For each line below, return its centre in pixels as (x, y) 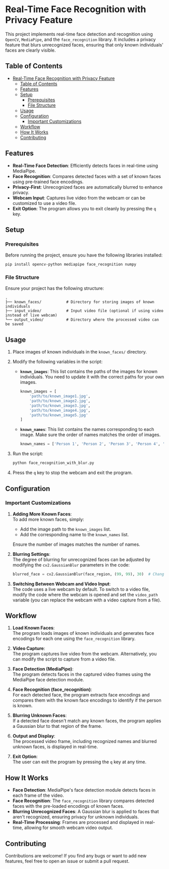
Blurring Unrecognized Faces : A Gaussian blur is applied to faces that (86, 812)
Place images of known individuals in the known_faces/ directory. (80, 352)
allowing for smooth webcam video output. (69, 828)
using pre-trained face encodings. (48, 182)
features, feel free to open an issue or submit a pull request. (67, 861)
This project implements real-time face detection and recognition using (79, 34)
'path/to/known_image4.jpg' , (60, 410)
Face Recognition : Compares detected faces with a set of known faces (87, 176)
